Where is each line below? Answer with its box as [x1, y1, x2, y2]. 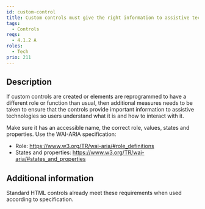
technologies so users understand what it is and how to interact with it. [6, 112, 184, 119]
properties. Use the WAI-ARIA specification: [6, 130, 117, 138]
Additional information [6, 173, 94, 183]
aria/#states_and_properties [15, 155, 86, 163]
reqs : [6, 32, 20, 38]
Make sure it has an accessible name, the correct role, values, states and [6, 124, 190, 132]
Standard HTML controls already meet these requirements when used [6, 190, 182, 197]
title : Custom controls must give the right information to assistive [6, 15, 190, 21]
